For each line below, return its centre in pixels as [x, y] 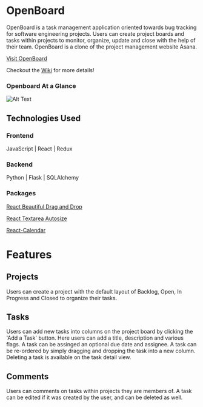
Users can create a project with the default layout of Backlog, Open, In [94, 291]
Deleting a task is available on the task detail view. [69, 357]
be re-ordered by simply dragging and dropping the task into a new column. [101, 351]
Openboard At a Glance [42, 86]
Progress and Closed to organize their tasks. [62, 298]
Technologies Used [43, 118]
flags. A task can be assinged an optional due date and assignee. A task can [101, 345]
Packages [21, 193]
